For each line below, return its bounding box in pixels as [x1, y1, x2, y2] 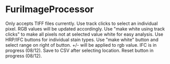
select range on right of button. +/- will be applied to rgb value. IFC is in [5, 42, 157, 48]
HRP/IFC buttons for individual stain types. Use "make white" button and [5, 37, 159, 43]
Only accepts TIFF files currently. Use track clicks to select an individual [5, 20, 158, 26]
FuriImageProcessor [5, 4, 94, 15]
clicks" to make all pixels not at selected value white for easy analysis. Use [5, 31, 163, 37]
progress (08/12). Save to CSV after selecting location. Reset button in [5, 47, 154, 53]
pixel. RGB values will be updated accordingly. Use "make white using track [5, 25, 165, 31]
